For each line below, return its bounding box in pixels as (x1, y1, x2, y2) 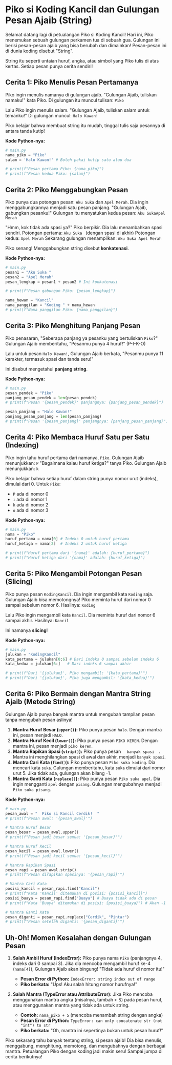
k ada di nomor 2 (12, 501, 49, 508)
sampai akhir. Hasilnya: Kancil (5, 617, 69, 623)
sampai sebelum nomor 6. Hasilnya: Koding (5, 602, 96, 608)
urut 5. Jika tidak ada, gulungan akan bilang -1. (12, 770, 112, 776)
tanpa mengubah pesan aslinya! (5, 716, 73, 723)
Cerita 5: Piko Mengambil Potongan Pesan (5, 569, 142, 578)
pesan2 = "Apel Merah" (5, 274, 54, 280)
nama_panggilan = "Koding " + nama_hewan (5, 302, 95, 308)
